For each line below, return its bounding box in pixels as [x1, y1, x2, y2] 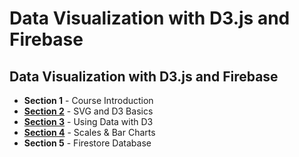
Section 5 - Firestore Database [23, 137, 152, 149]
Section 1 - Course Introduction [23, 95, 154, 106]
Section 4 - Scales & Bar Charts [23, 127, 156, 138]
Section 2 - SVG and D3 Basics [23, 105, 154, 117]
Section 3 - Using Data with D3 [23, 116, 154, 127]
